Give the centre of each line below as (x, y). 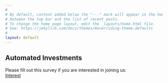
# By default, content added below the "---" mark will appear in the (80, 14)
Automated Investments (44, 58)
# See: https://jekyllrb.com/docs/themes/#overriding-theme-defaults (79, 28)
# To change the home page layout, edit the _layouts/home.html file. (80, 24)
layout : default (22, 38)
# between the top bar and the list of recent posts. (62, 19)
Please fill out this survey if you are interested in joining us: (66, 70)
